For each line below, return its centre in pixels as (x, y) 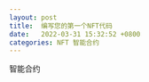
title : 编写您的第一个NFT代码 (61, 26)
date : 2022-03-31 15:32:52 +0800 (75, 34)
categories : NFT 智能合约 (55, 42)
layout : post (33, 17)
